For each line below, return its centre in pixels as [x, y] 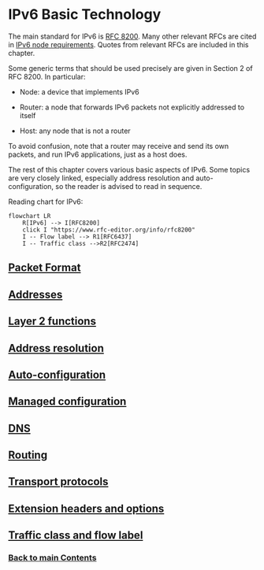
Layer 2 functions [52, 322]
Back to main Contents [52, 558]
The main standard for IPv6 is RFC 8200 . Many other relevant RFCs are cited [132, 36]
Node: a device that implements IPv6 [79, 91]
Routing [28, 455]
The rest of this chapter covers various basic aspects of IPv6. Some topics [129, 169]
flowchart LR [30, 216]
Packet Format [45, 268]
